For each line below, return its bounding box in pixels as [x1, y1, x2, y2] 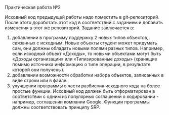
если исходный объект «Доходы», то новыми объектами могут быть [12, 50, 161, 56]
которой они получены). [12, 67, 65, 73]
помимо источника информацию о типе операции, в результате [12, 62, 151, 67]
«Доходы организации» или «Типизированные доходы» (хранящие [12, 56, 157, 62]
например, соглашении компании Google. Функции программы [12, 99, 150, 105]
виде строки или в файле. [12, 78, 68, 83]
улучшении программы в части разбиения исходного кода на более [12, 83, 160, 89]
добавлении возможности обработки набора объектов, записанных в [12, 72, 164, 78]
